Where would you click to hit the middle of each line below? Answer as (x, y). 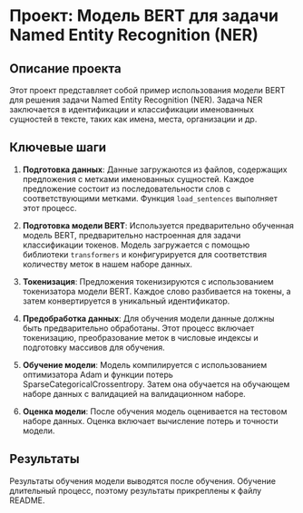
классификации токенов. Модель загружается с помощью (136, 245)
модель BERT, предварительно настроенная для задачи (132, 235)
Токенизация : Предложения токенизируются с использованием (148, 281)
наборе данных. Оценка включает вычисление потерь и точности (150, 421)
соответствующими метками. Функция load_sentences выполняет (150, 198)
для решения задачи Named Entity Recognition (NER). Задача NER (136, 100)
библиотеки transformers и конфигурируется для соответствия (145, 254)
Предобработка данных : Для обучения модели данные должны (148, 318)
